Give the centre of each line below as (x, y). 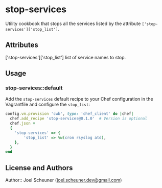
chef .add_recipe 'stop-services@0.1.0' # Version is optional (78, 119)
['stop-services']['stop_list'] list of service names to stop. (66, 57)
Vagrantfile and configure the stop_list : (48, 104)
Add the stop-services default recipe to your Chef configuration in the (79, 99)
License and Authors (39, 168)
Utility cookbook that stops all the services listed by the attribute (73, 24)
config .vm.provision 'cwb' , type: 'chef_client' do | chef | (70, 114)
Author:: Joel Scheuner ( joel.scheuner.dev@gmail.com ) (64, 180)
